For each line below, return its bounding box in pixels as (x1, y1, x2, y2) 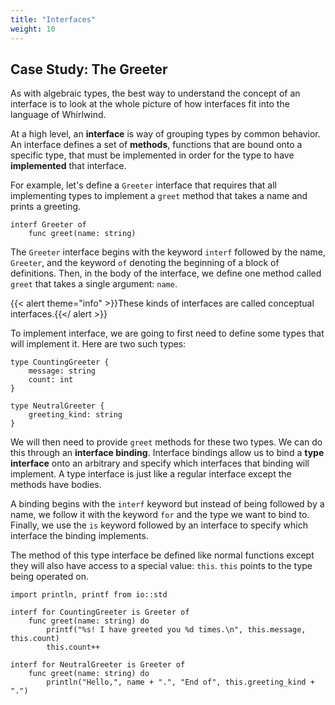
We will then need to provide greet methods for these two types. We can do (10, 436, 323, 448)
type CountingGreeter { (10, 357, 110, 368)
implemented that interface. (10, 160, 127, 172)
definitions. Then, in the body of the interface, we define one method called (10, 267, 322, 280)
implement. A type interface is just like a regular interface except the (10, 468, 292, 480)
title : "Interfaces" (10, 14, 97, 25)
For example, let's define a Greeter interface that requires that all (10, 179, 277, 191)
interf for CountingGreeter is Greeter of (10, 607, 190, 618)
